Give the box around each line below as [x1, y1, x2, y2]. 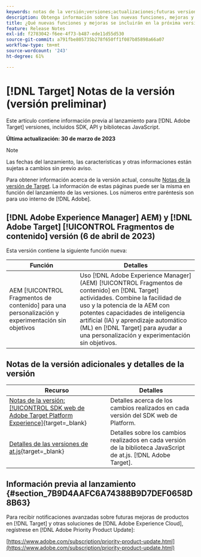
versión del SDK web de [110, 411, 178, 420]
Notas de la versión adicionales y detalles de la [6, 359, 184, 369]
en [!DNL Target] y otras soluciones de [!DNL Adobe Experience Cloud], [6, 520, 184, 527]
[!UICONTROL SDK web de [9, 404, 85, 412]
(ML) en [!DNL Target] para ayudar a [80, 324, 182, 332]
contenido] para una [9, 301, 66, 310]
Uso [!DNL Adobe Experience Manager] [80, 271, 191, 280]
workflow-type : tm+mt [6, 43, 60, 49]
